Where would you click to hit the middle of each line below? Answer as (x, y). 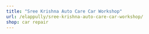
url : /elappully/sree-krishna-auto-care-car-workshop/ (75, 17)
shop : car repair (27, 22)
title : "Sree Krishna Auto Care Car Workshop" (64, 11)
